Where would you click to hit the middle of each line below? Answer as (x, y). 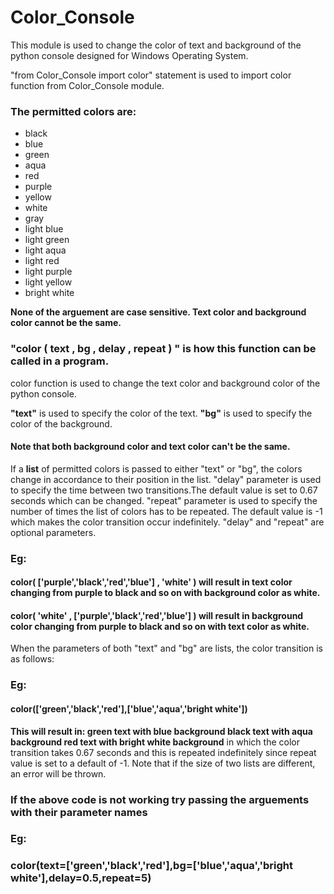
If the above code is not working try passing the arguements (160, 799)
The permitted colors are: (73, 111)
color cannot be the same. (66, 323)
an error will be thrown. (58, 773)
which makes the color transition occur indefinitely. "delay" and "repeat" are (167, 522)
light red (42, 261)
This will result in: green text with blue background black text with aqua (161, 731)
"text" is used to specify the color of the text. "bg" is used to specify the (161, 413)
